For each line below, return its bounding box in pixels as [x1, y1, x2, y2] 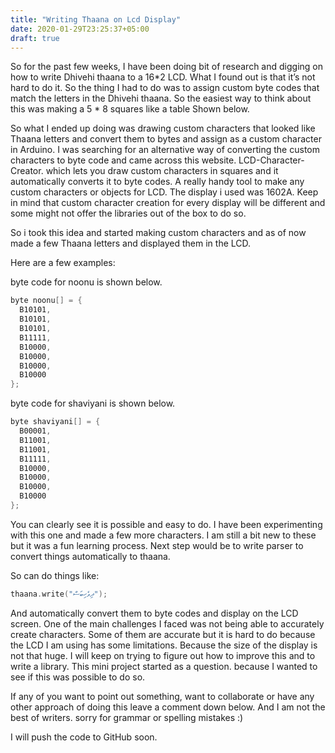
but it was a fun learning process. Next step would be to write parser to [10, 539, 304, 551]
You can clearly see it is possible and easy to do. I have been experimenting [10, 518, 323, 530]
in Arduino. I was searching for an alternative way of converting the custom [10, 144, 320, 156]
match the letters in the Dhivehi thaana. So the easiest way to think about [10, 92, 312, 105]
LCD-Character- [238, 154, 305, 166]
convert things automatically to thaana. [10, 550, 171, 562]
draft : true [10, 33, 60, 43]
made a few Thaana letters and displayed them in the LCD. [10, 237, 252, 250]
